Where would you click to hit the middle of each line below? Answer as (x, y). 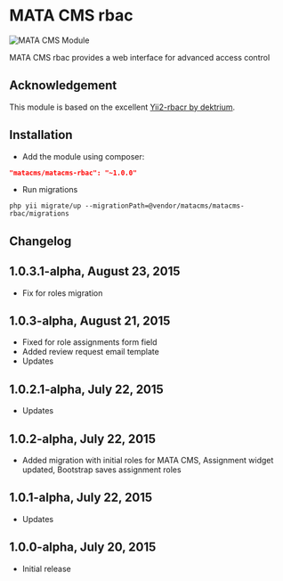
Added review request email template (91, 352)
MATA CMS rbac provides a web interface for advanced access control (140, 57)
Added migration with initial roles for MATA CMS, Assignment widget (148, 461)
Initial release (46, 569)
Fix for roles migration (62, 293)
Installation (41, 135)
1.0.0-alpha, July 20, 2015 (83, 548)
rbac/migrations (39, 214)
